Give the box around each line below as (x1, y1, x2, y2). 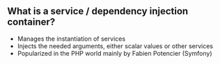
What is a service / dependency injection (7, 6, 189, 17)
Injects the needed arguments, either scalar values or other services (17, 41, 214, 50)
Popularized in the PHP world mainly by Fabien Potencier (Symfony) (17, 49, 212, 57)
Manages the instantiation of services (17, 34, 126, 43)
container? (7, 17, 56, 28)
